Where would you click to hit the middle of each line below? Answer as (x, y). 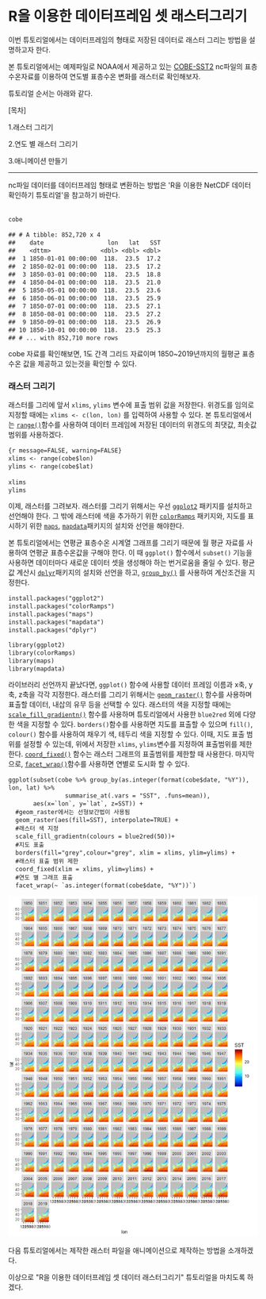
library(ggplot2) (37, 645)
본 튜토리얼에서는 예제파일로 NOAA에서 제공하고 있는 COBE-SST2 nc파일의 (125, 66)
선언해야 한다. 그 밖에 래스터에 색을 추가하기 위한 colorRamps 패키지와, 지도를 (127, 516)
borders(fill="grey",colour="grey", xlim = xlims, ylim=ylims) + (125, 853)
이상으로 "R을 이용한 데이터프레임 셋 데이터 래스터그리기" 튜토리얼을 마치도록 (127, 1278)
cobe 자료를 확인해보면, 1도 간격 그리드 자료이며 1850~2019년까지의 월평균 (124, 353)
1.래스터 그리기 (31, 127)
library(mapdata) (37, 669)
